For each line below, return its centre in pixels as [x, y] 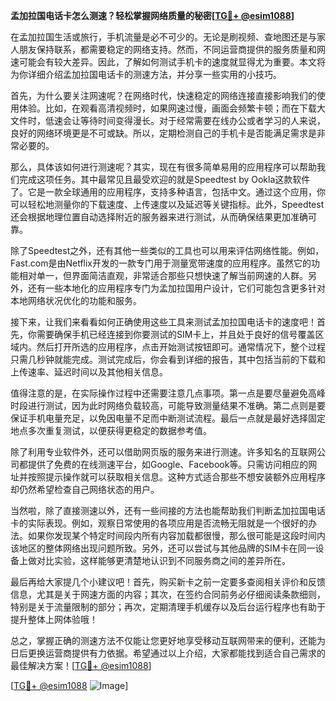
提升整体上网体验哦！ [54, 619]
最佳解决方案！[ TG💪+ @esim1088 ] [81, 665]
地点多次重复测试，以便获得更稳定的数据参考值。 [111, 430]
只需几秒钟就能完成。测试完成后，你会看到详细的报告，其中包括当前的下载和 [168, 359]
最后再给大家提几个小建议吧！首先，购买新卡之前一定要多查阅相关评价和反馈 [168, 582]
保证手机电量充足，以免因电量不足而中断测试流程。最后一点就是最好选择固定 [168, 418]
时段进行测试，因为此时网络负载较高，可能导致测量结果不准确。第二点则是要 [168, 405]
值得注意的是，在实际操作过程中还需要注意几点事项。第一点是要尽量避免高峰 [168, 393]
